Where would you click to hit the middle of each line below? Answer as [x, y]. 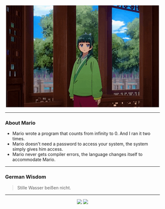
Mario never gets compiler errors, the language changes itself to [77, 155]
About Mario [20, 123]
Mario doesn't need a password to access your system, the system [80, 144]
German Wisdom [26, 177]
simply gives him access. [38, 149]
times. [18, 139]
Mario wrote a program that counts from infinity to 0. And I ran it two [81, 133]
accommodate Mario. [34, 159]
